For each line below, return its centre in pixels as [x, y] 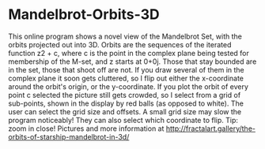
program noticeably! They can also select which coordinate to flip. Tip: [123, 120]
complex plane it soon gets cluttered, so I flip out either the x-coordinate [126, 78]
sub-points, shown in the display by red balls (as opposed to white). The [126, 103]
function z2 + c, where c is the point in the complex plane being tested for [129, 53]
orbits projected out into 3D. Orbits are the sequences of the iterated [120, 44]
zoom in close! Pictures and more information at [86, 129]
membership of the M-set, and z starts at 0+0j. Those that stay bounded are [132, 61]
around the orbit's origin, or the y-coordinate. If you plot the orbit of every [129, 86]
